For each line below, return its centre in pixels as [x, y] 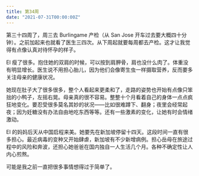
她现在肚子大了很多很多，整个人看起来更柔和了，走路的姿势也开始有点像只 [97, 89]
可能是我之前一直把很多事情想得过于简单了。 [61, 167]
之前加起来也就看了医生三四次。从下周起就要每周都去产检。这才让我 [102, 42]
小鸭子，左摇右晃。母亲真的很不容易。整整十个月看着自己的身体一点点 [102, 97]
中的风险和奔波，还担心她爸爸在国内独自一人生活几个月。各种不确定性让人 [102, 146]
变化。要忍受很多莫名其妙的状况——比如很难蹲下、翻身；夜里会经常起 [102, 104]
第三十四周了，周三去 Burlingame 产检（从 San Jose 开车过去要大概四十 [94, 35]
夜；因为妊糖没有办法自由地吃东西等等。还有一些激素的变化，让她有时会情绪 [99, 112]
